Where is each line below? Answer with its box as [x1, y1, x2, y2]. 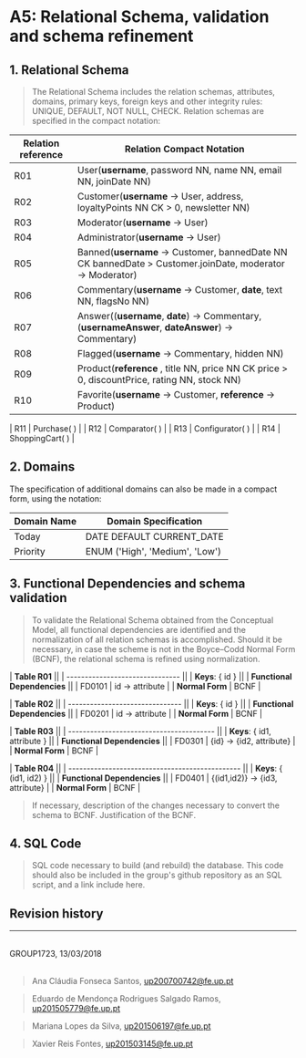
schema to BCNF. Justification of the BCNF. [31, 809, 197, 820]
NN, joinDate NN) [76, 175, 152, 188]
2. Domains [9, 459, 76, 475]
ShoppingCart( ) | [9, 433, 75, 443]
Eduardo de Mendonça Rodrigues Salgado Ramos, [31, 993, 221, 1004]
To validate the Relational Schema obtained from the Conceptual [31, 614, 274, 626]
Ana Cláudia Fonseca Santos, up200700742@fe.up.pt [31, 976, 234, 987]
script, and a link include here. [31, 879, 146, 890]
